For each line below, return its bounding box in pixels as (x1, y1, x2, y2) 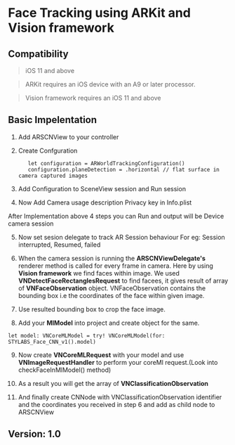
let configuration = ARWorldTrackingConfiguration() (27, 160, 185, 167)
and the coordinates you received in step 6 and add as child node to (18, 400, 215, 408)
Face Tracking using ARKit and (8, 5, 192, 21)
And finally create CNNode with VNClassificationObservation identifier (18, 392, 222, 401)
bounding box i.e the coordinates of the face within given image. (18, 291, 205, 299)
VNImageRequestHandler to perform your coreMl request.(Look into (18, 358, 218, 366)
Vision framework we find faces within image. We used (18, 269, 180, 277)
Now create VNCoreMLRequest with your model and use (18, 350, 184, 359)
